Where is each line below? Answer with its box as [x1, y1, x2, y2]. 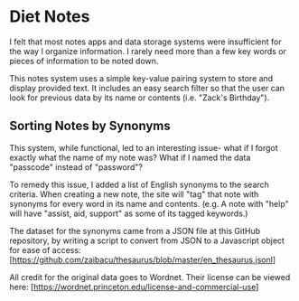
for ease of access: [9, 244, 81, 255]
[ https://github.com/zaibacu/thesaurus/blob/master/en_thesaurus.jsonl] [9, 254, 276, 265]
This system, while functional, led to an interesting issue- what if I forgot [9, 142, 278, 153]
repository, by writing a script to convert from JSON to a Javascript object [9, 235, 285, 246]
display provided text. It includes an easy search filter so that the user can [9, 82, 285, 93]
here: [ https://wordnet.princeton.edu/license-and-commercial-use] [9, 281, 259, 292]
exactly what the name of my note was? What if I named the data [9, 152, 251, 163]
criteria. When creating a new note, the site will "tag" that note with [9, 188, 259, 200]
